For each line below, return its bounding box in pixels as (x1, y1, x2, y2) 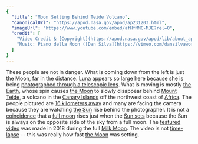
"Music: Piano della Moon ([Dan (16, 42, 96, 48)
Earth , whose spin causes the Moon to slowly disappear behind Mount (6, 87, 177, 94)
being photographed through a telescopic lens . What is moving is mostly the (6, 81, 192, 88)
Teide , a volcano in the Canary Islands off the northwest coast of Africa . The (6, 93, 192, 101)
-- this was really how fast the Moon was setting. (20, 130, 140, 138)
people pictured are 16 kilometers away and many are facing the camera (6, 99, 181, 106)
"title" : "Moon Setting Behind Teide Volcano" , (11, 14, 131, 20)
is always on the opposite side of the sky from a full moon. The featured (6, 118, 181, 125)
